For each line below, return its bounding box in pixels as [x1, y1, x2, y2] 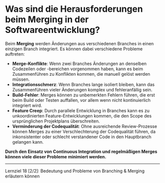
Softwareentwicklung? [5, 25, 100, 35]
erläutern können [5, 173, 40, 179]
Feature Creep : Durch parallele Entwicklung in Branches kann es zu [12, 107, 150, 114]
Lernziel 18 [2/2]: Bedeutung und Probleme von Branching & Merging [5, 168, 145, 174]
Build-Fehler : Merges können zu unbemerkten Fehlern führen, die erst [12, 92, 155, 98]
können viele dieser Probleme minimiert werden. [5, 153, 107, 159]
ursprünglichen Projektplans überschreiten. [12, 118, 100, 124]
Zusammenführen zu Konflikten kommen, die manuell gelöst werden [12, 71, 151, 77]
